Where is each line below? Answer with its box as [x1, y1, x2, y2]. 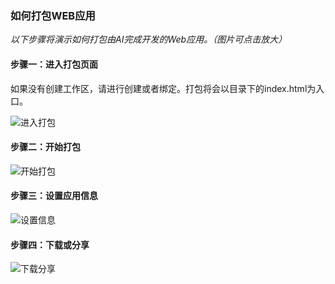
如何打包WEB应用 [10, 8, 96, 22]
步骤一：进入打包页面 [10, 58, 98, 70]
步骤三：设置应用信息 [10, 190, 98, 202]
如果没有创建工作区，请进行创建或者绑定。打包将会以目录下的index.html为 [10, 82, 317, 94]
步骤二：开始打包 [10, 141, 81, 153]
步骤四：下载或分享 [10, 238, 90, 251]
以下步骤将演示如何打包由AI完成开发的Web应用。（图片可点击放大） [10, 33, 288, 46]
